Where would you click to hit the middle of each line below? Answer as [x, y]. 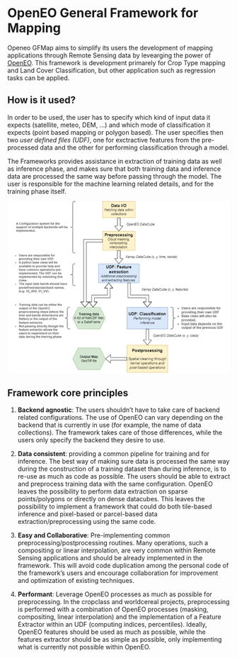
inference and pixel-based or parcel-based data [87, 514]
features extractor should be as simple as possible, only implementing [120, 639]
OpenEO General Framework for [103, 13]
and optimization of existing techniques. [76, 580]
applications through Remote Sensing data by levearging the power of [109, 55]
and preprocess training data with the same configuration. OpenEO [115, 484]
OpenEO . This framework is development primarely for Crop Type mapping [116, 62]
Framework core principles [68, 392]
